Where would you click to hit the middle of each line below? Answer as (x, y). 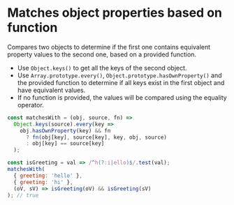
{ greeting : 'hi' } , (43, 182)
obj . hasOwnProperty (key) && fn (65, 130)
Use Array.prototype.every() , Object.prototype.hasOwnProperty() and (119, 75)
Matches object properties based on (115, 13)
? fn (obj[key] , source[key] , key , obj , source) (96, 137)
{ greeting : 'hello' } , (48, 176)
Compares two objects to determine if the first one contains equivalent (109, 47)
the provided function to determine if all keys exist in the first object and (121, 82)
